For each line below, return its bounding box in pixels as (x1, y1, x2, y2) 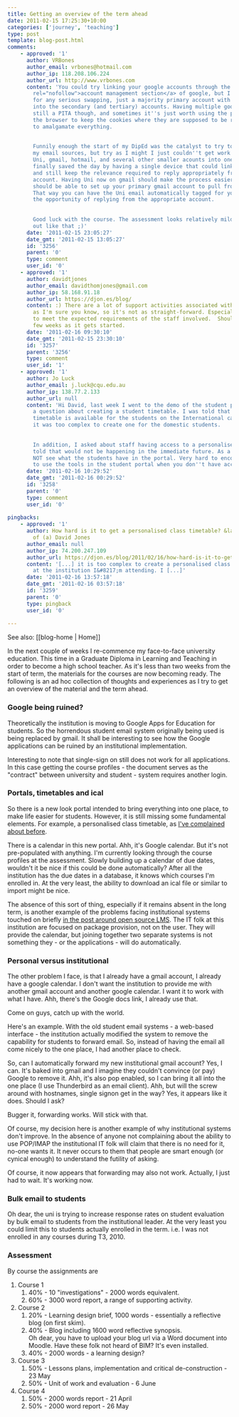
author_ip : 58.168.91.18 (26, 289, 100, 296)
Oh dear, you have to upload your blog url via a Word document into (28, 1334, 228, 1342)
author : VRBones (26, 57, 75, 64)
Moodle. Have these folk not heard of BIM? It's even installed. (28, 1341, 208, 1349)
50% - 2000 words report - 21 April (28, 1394, 132, 1403)
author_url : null (26, 395, 78, 402)
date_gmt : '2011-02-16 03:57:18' (26, 580, 126, 588)
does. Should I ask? (7, 1097, 65, 1106)
